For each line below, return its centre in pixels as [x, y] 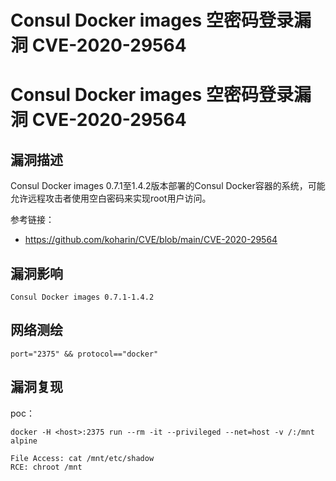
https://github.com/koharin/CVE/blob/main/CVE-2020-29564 [151, 240]
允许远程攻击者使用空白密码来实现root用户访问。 [111, 198]
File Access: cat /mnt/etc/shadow [82, 458]
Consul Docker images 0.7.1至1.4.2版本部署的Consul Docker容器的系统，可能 [168, 186]
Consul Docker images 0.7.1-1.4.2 [82, 297]
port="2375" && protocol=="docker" [84, 354]
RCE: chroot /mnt [46, 467]
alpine [24, 441]
